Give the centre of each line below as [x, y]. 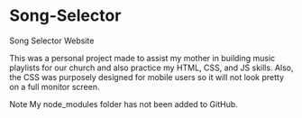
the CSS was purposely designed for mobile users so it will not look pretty [147, 77]
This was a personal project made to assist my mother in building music [142, 58]
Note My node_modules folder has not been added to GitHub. [124, 104]
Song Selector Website [52, 41]
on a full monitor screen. [55, 86]
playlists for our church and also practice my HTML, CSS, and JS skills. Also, [151, 68]
